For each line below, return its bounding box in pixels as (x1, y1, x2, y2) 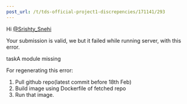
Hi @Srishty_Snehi (6, 25, 52, 32)
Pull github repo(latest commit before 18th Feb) (14, 78, 132, 85)
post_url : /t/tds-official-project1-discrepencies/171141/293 (6, 8, 165, 15)
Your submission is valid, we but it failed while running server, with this (6, 37, 182, 44)
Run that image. (14, 91, 54, 98)
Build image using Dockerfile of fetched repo (14, 85, 126, 92)
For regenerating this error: (6, 67, 73, 74)
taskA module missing (6, 55, 61, 62)
